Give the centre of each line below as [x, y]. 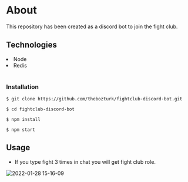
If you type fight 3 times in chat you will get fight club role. [85, 161]
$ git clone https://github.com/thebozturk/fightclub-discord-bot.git [94, 99]
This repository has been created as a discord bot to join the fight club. [92, 26]
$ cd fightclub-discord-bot [41, 109]
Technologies [32, 45]
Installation [23, 87]
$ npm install [23, 120]
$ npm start [21, 130]
